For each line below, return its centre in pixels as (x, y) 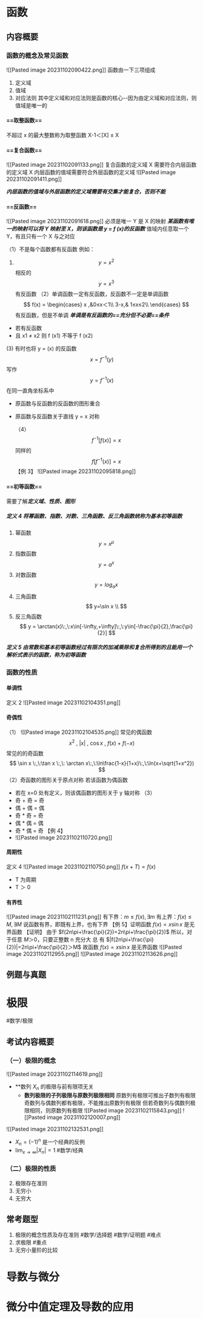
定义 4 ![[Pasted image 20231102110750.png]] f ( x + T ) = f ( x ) (81, 866)
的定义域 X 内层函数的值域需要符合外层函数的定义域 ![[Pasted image (91, 172)
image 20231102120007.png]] (84, 1117)
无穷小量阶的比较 (36, 1250)
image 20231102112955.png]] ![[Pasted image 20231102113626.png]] (92, 954)
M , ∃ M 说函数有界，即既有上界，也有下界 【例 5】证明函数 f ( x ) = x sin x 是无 (101, 924)
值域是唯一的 (31, 105)
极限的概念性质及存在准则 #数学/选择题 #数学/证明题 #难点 (88, 1235)
